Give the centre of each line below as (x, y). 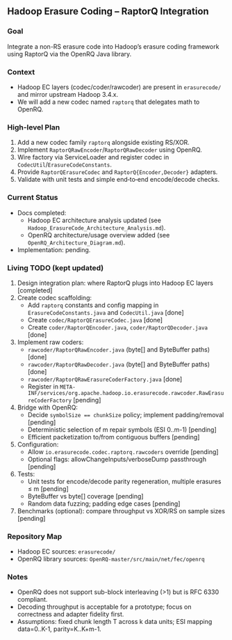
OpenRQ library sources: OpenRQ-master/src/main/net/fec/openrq (111, 559)
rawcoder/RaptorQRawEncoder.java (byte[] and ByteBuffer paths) (119, 349)
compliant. (32, 600)
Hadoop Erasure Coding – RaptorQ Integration (108, 11)
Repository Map (35, 536)
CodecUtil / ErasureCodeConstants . (65, 165)
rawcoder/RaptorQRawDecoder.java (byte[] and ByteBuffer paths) (119, 364)
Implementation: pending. (54, 249)
